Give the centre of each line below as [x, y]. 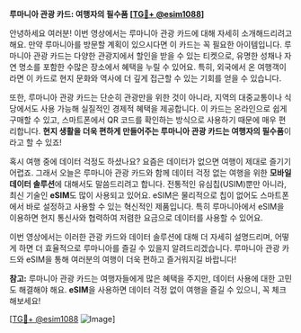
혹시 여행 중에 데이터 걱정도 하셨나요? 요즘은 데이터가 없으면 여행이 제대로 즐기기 [150, 162]
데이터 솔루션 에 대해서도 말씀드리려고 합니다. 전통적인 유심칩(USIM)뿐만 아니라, [148, 184]
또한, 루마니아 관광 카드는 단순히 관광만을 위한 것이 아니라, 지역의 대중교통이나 [146, 97]
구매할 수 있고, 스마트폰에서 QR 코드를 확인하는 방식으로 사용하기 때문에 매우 [143, 120]
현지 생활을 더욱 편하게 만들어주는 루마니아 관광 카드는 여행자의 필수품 [164, 131]
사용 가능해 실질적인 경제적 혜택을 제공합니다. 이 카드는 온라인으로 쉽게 [164, 108]
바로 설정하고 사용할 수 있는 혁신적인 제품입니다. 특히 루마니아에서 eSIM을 [155, 207]
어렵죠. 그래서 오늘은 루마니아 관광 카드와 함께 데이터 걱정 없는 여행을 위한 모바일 [150, 173]
